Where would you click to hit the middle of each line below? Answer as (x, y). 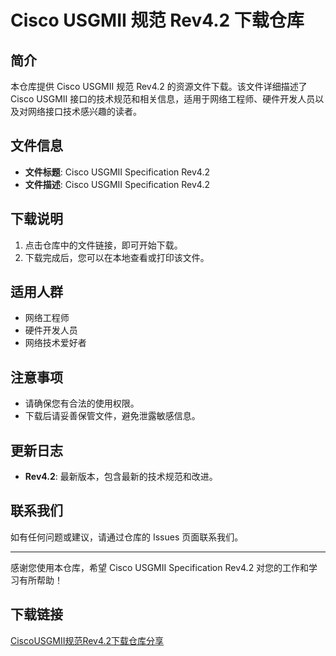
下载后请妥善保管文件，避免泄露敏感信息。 (112, 416)
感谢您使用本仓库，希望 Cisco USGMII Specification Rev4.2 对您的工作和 (160, 567)
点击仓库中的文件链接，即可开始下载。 (103, 245)
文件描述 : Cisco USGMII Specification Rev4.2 (117, 184)
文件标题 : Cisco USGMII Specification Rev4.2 (117, 172)
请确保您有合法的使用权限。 (82, 403)
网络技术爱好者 (55, 343)
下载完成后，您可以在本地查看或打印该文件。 (117, 257)
